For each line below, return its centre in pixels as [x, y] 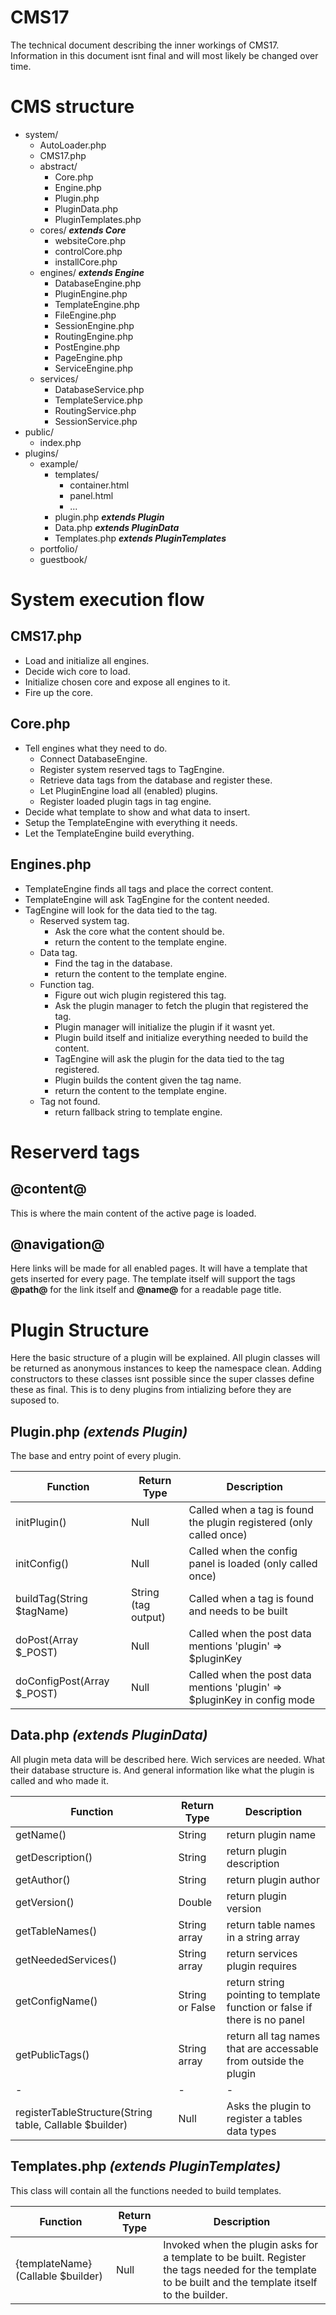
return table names [271, 1924]
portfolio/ [58, 548]
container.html [99, 485]
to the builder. [195, 2294]
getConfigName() [56, 2001]
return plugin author [273, 1879]
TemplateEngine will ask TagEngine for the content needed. [147, 899]
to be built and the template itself [240, 2282]
